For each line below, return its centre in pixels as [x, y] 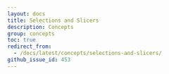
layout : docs [26, 14]
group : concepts [31, 33]
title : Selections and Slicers [53, 20]
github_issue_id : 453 [39, 60]
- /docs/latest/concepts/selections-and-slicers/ [88, 54]
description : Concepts [40, 27]
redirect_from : [30, 47]
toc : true [22, 40]
